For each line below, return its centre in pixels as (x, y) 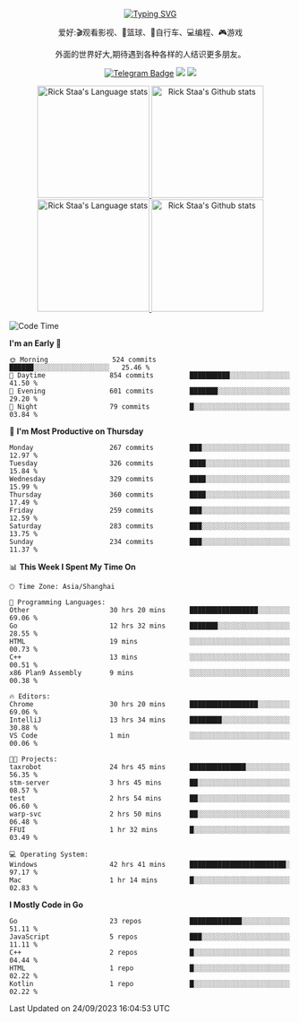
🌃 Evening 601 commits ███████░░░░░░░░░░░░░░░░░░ (150, 391)
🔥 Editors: (30, 697)
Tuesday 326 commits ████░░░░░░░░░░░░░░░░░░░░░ (150, 463)
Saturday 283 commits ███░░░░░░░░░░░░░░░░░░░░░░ (150, 526)
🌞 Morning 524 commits (83, 359)
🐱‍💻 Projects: (34, 759)
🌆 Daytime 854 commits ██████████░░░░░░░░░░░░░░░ (150, 376)
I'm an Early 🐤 (35, 343)
